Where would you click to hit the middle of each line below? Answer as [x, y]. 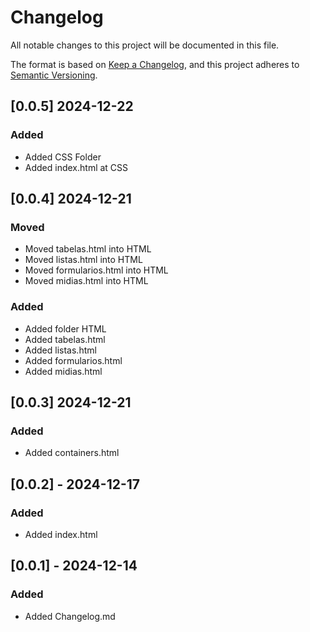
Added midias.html [63, 371]
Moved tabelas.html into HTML [88, 249]
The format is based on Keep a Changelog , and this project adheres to [155, 64]
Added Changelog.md [70, 616]
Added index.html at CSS [76, 167]
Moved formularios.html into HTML [96, 270]
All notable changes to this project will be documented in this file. [145, 45]
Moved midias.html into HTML [86, 281]
